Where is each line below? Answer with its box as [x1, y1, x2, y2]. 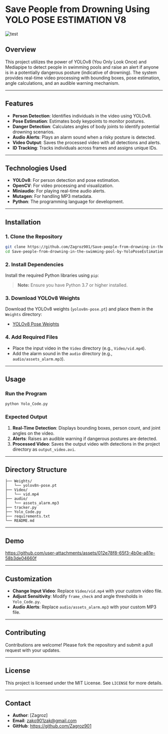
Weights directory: [5, 311, 42, 318]
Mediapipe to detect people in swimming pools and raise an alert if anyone [5, 64, 159, 70]
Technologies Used [5, 164, 66, 172]
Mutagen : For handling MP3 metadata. [12, 193, 92, 199]
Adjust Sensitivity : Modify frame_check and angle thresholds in [12, 593, 142, 599]
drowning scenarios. [12, 129, 55, 135]
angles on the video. [12, 430, 55, 436]
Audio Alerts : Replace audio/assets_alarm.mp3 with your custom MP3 [12, 604, 156, 610]
